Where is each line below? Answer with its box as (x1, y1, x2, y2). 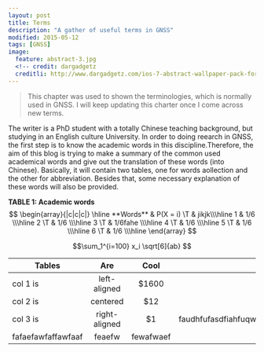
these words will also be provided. (8, 181, 119, 191)
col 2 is (12, 295, 39, 306)
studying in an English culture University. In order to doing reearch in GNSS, (8, 131, 254, 141)
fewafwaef (130, 331, 171, 342)
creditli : (15, 70, 47, 78)
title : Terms (8, 19, 51, 27)
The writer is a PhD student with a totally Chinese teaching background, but (8, 123, 253, 133)
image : (8, 48, 30, 56)
